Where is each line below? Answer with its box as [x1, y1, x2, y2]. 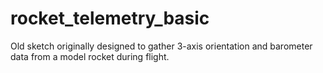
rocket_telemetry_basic [10, 7, 210, 30]
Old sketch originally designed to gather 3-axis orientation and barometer [10, 40, 313, 52]
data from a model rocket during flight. [10, 50, 170, 62]
